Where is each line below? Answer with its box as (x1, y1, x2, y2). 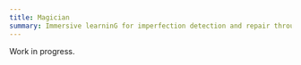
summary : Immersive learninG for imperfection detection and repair (9, 21, 271, 30)
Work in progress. (9, 45, 75, 56)
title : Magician (9, 12, 70, 22)
